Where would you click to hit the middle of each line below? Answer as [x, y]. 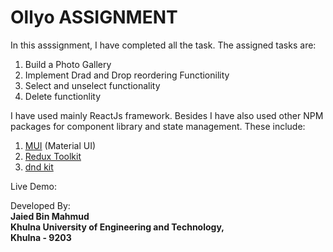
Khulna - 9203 [41, 237]
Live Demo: [33, 186]
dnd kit [39, 167]
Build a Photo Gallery [68, 64]
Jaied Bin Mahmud [50, 216]
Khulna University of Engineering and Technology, [117, 227]
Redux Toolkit [53, 156]
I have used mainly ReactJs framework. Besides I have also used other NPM [167, 115]
